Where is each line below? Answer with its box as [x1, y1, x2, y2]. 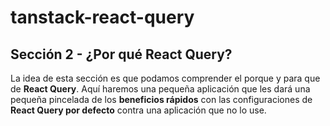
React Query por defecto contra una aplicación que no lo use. [10, 104, 267, 116]
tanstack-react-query [10, 6, 195, 29]
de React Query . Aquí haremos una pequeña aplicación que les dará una [10, 83, 311, 95]
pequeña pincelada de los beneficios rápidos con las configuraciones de [10, 94, 313, 105]
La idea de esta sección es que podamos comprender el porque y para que [10, 72, 321, 84]
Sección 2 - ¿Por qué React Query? [10, 46, 233, 63]
